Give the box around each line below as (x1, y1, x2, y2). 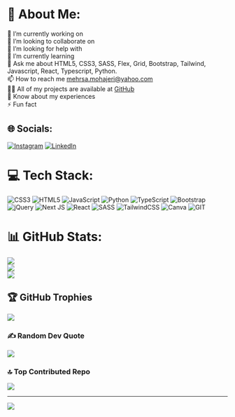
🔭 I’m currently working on (7, 29, 84, 38)
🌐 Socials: (7, 123, 53, 135)
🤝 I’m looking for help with (7, 44, 83, 53)
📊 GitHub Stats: (7, 228, 103, 245)
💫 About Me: (7, 6, 81, 22)
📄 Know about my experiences (7, 92, 96, 100)
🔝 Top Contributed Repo (7, 367, 91, 376)
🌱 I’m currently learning (7, 52, 75, 60)
